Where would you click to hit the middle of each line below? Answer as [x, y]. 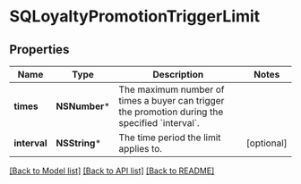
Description [178, 75]
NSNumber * [83, 106]
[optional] [267, 143]
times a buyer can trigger [172, 100]
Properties [39, 50]
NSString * [78, 143]
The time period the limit [170, 138]
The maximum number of [172, 89]
